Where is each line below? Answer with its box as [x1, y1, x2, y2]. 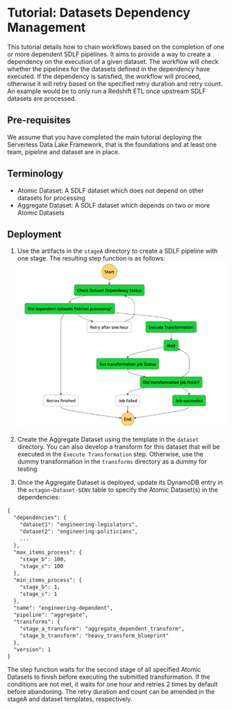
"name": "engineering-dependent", [13, 604, 113, 611]
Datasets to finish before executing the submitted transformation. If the [7, 672, 210, 681]
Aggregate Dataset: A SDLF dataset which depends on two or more [17, 201, 210, 209]
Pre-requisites [7, 115, 71, 126]
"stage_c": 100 [19, 563, 64, 570]
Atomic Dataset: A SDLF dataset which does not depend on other [17, 186, 204, 195]
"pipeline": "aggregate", [13, 611, 89, 618]
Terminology [7, 168, 64, 180]
